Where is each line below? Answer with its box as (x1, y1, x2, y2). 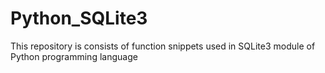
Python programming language (10, 50, 138, 62)
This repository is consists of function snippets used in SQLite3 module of (10, 40, 316, 52)
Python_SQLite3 (10, 7, 148, 30)
